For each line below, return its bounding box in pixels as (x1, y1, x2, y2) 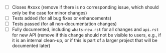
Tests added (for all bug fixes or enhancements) (12, 15, 111, 21)
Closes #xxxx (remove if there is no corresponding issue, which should (12, 4, 159, 10)
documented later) (12, 42, 51, 49)
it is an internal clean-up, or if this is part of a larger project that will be (12, 37, 157, 43)
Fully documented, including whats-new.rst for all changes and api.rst (12, 26, 159, 32)
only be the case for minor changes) (12, 10, 87, 16)
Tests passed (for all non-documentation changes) (12, 21, 117, 27)
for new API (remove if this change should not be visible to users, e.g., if (12, 32, 161, 38)
